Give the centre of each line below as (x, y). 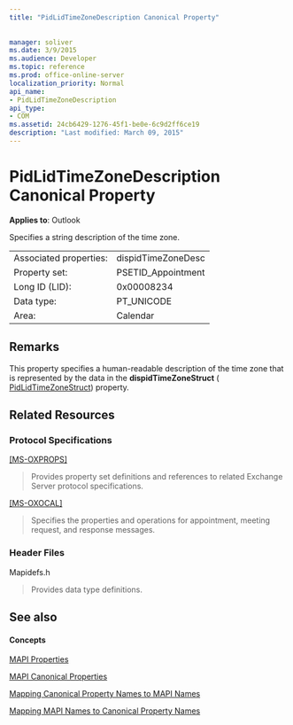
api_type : (27, 108)
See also (33, 617)
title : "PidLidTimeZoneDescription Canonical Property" (114, 17)
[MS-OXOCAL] (36, 503)
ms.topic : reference (47, 67)
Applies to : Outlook (45, 220)
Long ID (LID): (43, 286)
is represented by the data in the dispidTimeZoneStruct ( (114, 378)
